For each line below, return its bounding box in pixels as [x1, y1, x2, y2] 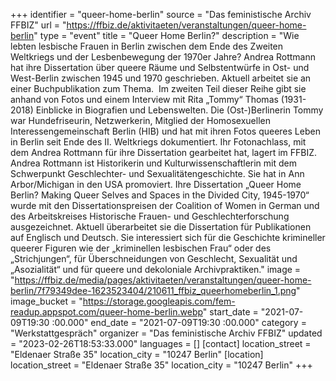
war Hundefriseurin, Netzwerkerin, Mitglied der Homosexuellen [10, 115, 271, 126]
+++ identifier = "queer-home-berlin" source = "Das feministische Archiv [10, 9, 312, 20]
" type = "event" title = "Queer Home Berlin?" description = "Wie [33, 30, 300, 41]
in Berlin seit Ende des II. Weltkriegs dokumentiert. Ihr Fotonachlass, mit [10, 136, 307, 148]
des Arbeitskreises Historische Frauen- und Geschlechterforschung [10, 210, 290, 222]
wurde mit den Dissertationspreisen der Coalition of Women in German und [10, 200, 320, 211]
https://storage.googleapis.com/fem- [82, 295, 236, 307]
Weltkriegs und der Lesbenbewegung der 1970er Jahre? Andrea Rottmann [10, 51, 317, 63]
